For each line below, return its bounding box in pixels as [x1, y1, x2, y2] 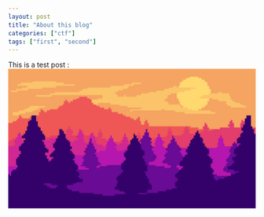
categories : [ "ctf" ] [8, 29, 76, 37]
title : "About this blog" [8, 20, 93, 29]
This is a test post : [8, 60, 69, 70]
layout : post [8, 13, 51, 20]
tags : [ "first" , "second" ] [8, 38, 97, 46]
